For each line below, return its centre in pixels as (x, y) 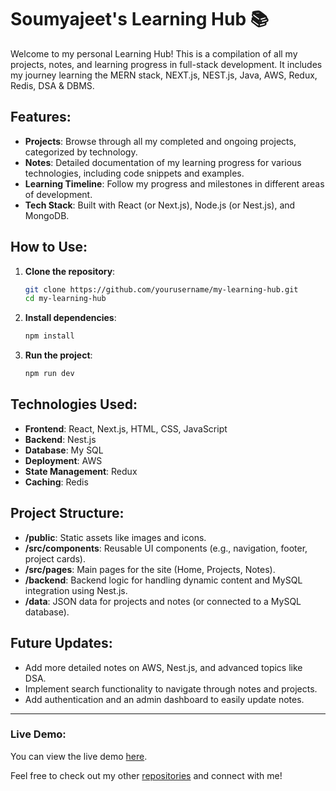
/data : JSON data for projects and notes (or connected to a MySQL (163, 601)
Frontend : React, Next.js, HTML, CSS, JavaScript (126, 428)
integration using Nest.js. (76, 590)
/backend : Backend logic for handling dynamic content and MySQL (163, 580)
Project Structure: (67, 513)
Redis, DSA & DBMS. (52, 85)
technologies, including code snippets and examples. (134, 173)
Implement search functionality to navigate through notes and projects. (171, 688)
